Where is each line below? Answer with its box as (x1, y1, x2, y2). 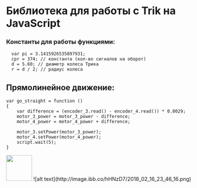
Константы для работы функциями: (6, 38, 115, 46)
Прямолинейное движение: (6, 83, 115, 93)
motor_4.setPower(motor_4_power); (17, 134, 101, 140)
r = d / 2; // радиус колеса (11, 67, 83, 72)
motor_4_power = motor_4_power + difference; (17, 119, 131, 125)
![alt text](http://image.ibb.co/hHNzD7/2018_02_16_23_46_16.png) (33, 176, 192, 183)
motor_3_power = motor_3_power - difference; (17, 114, 131, 120)
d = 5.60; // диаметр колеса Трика (11, 61, 99, 67)
